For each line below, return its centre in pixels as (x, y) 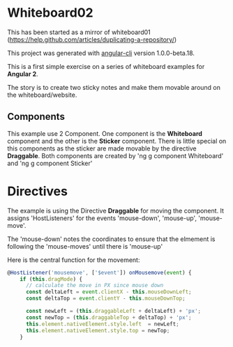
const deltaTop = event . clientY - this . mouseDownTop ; (106, 299)
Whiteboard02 (50, 13)
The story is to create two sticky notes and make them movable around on (114, 87)
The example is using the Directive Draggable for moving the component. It (116, 210)
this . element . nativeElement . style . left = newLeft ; (102, 324)
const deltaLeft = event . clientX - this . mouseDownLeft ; (108, 292)
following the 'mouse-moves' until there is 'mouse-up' (85, 246)
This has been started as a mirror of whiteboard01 (79, 32)
